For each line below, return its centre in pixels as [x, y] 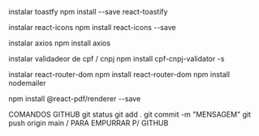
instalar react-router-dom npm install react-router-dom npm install [119, 74]
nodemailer [27, 83]
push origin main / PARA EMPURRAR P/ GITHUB [88, 123]
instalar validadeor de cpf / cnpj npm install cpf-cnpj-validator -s [117, 59]
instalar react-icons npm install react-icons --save [92, 27]
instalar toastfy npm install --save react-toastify [88, 12]
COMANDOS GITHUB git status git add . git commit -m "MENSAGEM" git [130, 114]
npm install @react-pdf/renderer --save [75, 99]
